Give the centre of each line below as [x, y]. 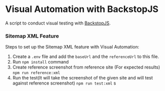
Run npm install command [40, 62]
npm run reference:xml [36, 73]
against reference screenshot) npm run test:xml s [64, 83]
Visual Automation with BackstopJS [82, 9]
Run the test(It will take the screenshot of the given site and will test [83, 78]
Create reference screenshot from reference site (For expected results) [86, 67]
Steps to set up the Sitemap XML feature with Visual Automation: [72, 47]
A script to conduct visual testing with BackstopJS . [58, 23]
